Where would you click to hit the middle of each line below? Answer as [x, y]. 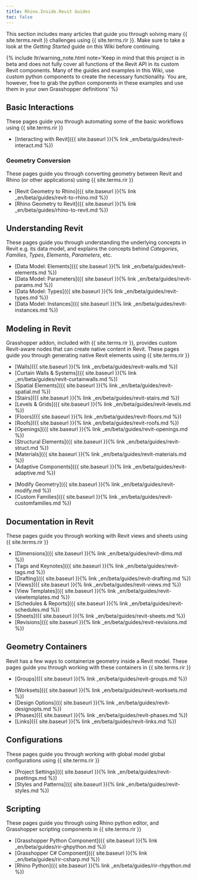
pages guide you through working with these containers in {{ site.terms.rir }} [98, 667]
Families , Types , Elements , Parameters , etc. [59, 255]
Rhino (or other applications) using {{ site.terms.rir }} [70, 179]
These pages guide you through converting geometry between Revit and [94, 174]
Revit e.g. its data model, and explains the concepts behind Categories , [92, 249]
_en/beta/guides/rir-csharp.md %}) [57, 859]
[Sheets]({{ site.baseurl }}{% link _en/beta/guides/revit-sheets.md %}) [100, 616]
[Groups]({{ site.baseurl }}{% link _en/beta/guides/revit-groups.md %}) [101, 679]
